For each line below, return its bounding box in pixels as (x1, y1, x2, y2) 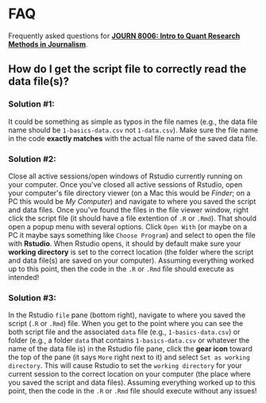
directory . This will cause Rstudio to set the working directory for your (8, 361, 242, 370)
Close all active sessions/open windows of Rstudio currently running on (8, 171, 243, 181)
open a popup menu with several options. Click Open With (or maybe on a (8, 221, 248, 231)
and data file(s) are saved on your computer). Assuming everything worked (8, 255, 254, 265)
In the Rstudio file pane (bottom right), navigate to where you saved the (8, 310, 246, 320)
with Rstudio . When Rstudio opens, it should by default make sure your (8, 239, 241, 248)
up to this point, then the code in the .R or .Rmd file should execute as (8, 263, 234, 274)
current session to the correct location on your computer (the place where (8, 370, 252, 379)
